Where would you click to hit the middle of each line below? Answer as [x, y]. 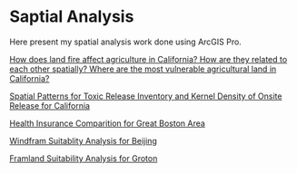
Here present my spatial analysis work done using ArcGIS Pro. [126, 42]
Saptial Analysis [72, 17]
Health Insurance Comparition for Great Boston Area [108, 123]
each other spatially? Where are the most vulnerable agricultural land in [143, 69]
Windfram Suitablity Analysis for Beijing [83, 140]
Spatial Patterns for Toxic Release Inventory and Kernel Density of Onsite [146, 96]
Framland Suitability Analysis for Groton [84, 158]
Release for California [50, 105]
